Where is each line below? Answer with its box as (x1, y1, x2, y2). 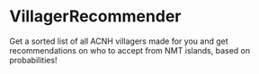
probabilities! (9, 54, 58, 65)
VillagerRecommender (9, 6, 182, 27)
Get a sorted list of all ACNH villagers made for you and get (9, 36, 228, 46)
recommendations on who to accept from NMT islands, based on (9, 45, 251, 55)
